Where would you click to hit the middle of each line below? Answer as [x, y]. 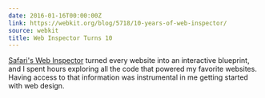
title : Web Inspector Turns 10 [60, 38]
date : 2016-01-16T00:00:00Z [55, 16]
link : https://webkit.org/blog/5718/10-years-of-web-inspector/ [118, 23]
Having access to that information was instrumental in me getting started [128, 77]
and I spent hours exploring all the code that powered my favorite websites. [133, 69]
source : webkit [34, 30]
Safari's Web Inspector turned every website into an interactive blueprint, [129, 61]
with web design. [36, 86]
